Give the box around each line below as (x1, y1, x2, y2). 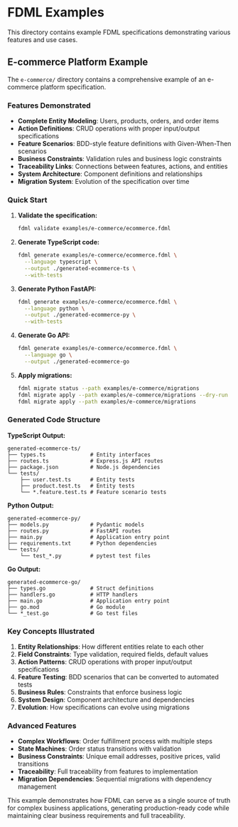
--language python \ (24, 304, 85, 312)
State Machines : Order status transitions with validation (17, 744, 182, 753)
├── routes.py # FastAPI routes (7, 527, 141, 535)
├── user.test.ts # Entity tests (20, 476, 135, 483)
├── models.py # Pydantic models (7, 521, 144, 528)
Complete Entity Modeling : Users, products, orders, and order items (17, 117, 220, 125)
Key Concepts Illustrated (7, 626, 94, 636)
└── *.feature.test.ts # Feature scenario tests (20, 488, 167, 495)
